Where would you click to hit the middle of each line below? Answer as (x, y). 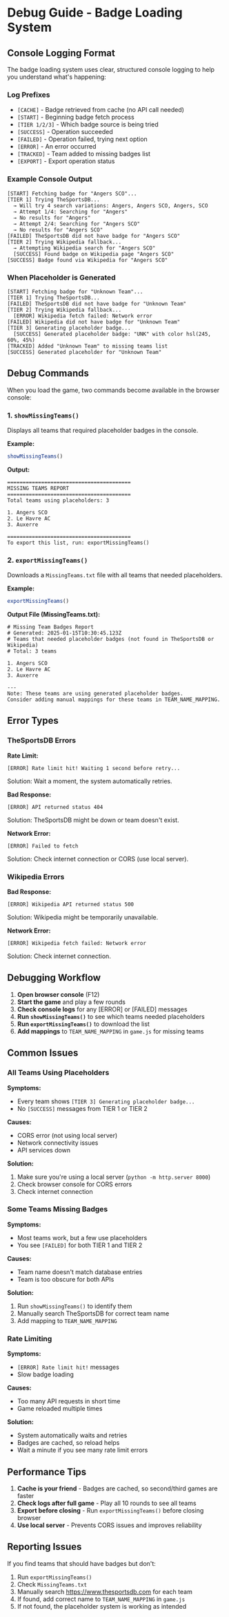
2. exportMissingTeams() (48, 560)
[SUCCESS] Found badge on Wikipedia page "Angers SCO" (94, 254)
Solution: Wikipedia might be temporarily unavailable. (83, 917)
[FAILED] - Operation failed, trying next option (82, 139)
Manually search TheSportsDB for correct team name (93, 1313)
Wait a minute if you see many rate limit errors (82, 1450)
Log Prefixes (29, 95)
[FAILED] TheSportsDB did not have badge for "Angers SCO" (94, 236)
